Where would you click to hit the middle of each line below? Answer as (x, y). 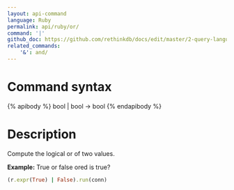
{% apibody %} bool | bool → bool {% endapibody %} (85, 106)
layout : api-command (37, 14)
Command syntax (60, 87)
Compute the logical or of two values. (61, 153)
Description (42, 134)
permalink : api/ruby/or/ (43, 26)
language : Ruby (29, 20)
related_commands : (34, 46)
